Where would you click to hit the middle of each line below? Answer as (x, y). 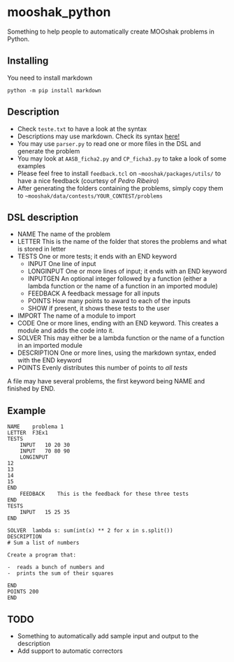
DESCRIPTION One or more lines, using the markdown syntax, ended (117, 353)
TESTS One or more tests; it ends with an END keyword (97, 256)
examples (31, 165)
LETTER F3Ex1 (28, 433)
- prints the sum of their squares (60, 573)
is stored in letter (42, 249)
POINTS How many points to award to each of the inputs (109, 301)
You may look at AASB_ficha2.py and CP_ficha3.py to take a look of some (122, 159)
